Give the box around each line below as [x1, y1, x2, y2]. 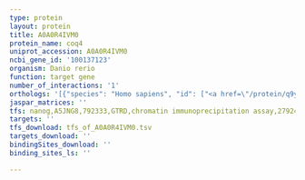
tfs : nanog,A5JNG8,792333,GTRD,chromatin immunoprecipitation [9, 106, 250, 115]
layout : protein [9, 22, 71, 31]
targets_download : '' [9, 132, 92, 141]
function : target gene [9, 73, 95, 82]
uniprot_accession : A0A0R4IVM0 [9, 47, 128, 56]
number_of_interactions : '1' [9, 81, 120, 90]
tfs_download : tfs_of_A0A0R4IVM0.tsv [9, 124, 152, 133]
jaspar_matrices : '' [9, 97, 88, 107]
